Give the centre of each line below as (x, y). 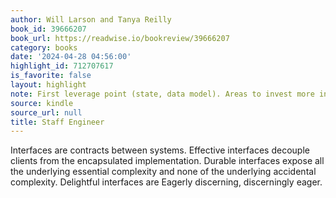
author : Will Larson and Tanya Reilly (91, 19)
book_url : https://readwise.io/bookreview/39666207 (120, 38)
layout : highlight (48, 85)
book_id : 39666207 (48, 29)
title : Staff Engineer (57, 122)
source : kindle (42, 103)
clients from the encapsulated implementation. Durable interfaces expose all (167, 161)
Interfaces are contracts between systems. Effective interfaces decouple (160, 150)
